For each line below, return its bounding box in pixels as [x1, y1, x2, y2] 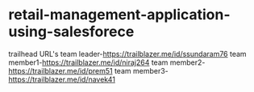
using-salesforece [8, 22, 135, 41]
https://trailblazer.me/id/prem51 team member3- [8, 66, 169, 75]
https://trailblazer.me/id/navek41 [8, 74, 115, 84]
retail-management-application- [8, 6, 231, 24]
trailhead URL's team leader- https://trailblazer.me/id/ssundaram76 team [8, 49, 248, 58]
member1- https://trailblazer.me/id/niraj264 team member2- [8, 58, 206, 67]
